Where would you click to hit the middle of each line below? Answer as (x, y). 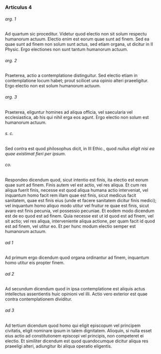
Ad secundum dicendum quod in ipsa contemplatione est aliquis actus (75, 289)
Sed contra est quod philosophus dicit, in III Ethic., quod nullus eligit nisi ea (80, 148)
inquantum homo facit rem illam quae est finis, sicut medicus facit (71, 195)
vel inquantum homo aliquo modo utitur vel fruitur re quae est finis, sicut (77, 205)
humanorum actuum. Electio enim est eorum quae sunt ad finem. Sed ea (77, 39)
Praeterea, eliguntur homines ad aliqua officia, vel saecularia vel (69, 112)
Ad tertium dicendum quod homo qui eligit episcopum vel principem (73, 325)
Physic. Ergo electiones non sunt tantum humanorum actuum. (67, 50)
